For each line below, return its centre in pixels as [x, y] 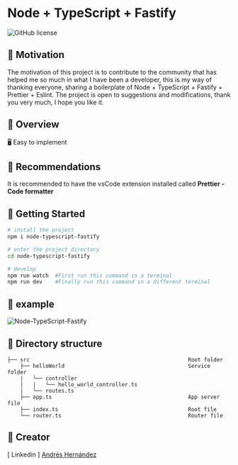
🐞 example [31, 304]
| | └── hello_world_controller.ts [79, 384]
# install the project [41, 230]
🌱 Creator [29, 437]
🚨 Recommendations [54, 167]
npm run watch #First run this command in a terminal [90, 275]
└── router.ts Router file [121, 415]
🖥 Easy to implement [37, 142]
